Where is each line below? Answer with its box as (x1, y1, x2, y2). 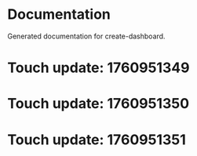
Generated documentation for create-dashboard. (7, 31, 166, 41)
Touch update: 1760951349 (7, 59, 190, 77)
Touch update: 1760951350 (7, 95, 190, 113)
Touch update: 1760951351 (7, 131, 186, 148)
